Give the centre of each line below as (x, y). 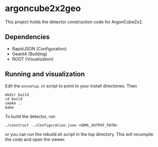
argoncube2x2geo (43, 8)
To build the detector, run (30, 116)
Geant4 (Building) (29, 54)
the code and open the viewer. (35, 139)
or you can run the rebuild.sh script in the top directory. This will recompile (79, 134)
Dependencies (27, 37)
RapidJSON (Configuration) (39, 48)
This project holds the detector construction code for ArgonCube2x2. (74, 22)
